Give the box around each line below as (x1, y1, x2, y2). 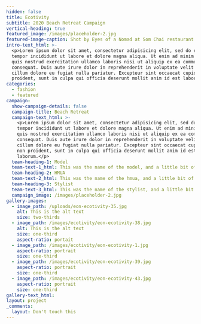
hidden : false (6, 8, 42, 15)
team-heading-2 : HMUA (11, 170, 66, 176)
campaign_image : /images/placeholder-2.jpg (11, 192, 121, 198)
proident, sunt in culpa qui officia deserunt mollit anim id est (11, 75, 181, 81)
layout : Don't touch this (11, 309, 77, 315)
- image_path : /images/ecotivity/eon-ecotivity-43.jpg (11, 276, 151, 282)
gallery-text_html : (6, 292, 55, 298)
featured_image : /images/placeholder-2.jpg (6, 31, 117, 37)
